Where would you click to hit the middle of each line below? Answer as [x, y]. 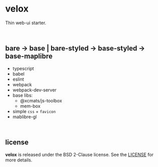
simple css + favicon [34, 111]
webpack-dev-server [35, 90]
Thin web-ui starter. [26, 23]
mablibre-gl [24, 117]
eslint [18, 79]
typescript [23, 68]
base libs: [22, 95]
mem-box [30, 106]
